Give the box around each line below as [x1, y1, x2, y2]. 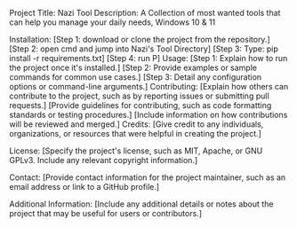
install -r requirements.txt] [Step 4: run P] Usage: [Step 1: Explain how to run [9, 53, 288, 63]
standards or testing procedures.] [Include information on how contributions [9, 110, 288, 120]
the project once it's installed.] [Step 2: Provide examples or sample [9, 62, 258, 73]
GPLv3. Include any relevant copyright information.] [9, 155, 198, 165]
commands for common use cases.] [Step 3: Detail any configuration [9, 72, 262, 82]
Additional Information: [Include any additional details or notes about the [9, 199, 274, 209]
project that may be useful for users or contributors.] [9, 208, 203, 218]
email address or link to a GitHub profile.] [9, 182, 160, 192]
